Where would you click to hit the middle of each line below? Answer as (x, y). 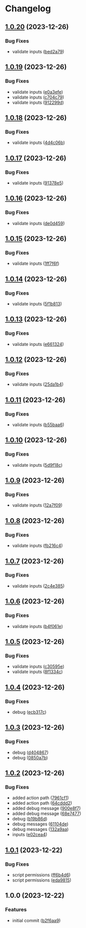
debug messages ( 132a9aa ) (40, 829)
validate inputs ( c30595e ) (38, 667)
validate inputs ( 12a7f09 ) (37, 505)
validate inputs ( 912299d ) (38, 102)
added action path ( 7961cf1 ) (41, 798)
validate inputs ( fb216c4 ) (37, 546)
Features (16, 910)
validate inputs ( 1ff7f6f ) (36, 263)
